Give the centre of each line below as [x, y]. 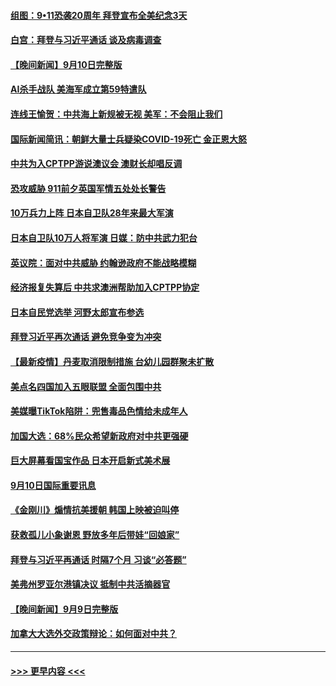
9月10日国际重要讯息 [53, 485]
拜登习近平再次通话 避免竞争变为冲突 [86, 337]
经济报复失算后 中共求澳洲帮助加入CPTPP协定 [105, 287]
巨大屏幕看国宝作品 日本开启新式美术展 [90, 461]
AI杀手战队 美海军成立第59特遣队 [78, 89]
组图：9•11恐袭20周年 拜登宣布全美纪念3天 [99, 15]
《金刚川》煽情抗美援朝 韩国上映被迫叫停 [95, 510]
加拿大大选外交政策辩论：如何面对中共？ [93, 634]
